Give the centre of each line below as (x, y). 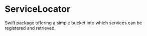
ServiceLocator (38, 9)
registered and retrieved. (30, 28)
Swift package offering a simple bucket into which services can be (73, 23)
